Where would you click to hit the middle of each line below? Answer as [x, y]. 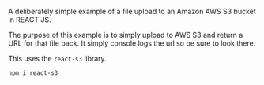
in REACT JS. [30, 20]
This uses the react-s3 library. [57, 59]
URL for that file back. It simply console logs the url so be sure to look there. [132, 43]
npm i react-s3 [33, 73]
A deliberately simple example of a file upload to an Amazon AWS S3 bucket [132, 11]
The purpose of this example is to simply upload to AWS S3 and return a [126, 35]
